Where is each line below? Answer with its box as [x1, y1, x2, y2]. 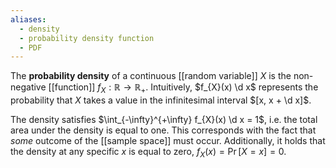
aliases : [10, 14, 47, 25]
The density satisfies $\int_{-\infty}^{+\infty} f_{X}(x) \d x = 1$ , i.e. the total [10, 114, 318, 126]
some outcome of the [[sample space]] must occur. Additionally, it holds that [10, 135, 326, 147]
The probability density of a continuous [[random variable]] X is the [10, 70, 292, 82]
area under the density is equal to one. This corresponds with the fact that [10, 124, 317, 136]
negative [10, 81, 47, 93]
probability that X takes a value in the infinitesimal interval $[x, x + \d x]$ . [10, 94, 312, 106]
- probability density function [19, 33, 155, 43]
